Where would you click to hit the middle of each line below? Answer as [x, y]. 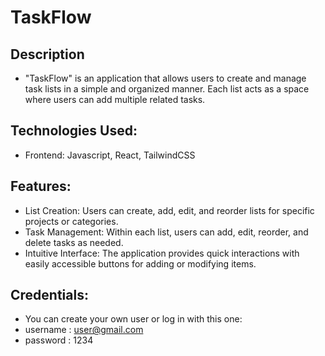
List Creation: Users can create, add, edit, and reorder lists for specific [169, 210]
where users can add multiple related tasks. [115, 99]
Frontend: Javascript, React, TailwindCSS [110, 155]
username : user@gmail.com [84, 330]
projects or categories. [71, 221]
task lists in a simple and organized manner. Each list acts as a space [167, 89]
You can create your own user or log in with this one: [133, 319]
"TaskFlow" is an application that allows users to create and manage [165, 78]
